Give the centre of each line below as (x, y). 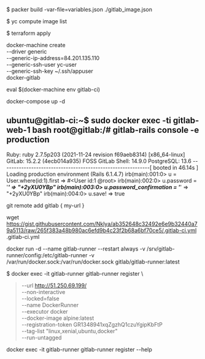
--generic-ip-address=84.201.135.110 (53, 58)
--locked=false (40, 298)
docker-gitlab (24, 77)
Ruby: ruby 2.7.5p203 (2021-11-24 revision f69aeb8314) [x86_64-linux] (96, 154)
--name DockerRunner (50, 305)
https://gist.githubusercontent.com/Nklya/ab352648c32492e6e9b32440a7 (102, 224)
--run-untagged (41, 338)
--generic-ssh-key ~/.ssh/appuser (50, 71)
